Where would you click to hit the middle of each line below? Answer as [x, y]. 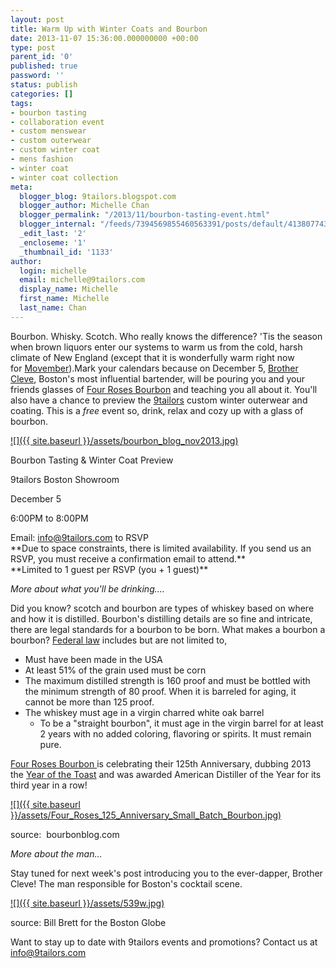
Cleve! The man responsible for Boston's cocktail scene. [126, 883]
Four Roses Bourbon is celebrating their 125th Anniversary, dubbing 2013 [161, 763]
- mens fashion [42, 159]
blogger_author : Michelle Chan [84, 206]
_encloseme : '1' [53, 242]
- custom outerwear [51, 141]
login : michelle [53, 271]
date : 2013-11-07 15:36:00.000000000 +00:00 [104, 38]
